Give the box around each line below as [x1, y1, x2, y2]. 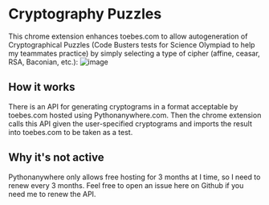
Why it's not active [8, 150, 104, 165]
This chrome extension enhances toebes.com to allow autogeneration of [8, 31, 248, 41]
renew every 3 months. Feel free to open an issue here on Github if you [8, 180, 244, 190]
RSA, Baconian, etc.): [8, 57, 79, 67]
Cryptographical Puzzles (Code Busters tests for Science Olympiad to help [8, 39, 255, 49]
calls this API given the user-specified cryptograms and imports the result [8, 118, 253, 129]
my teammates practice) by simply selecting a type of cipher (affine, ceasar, [8, 48, 261, 58]
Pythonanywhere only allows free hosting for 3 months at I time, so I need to [8, 172, 261, 182]
